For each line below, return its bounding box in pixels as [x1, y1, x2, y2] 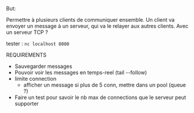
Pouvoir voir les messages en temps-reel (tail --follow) [14, 69, 147, 76]
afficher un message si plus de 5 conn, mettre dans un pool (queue [23, 81, 186, 88]
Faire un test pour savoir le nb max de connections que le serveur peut [14, 94, 186, 101]
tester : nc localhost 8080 [6, 40, 69, 47]
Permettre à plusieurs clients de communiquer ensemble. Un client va [6, 16, 175, 23]
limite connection [14, 76, 57, 82]
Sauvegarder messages [14, 63, 72, 70]
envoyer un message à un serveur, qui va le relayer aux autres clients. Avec [6, 23, 189, 29]
